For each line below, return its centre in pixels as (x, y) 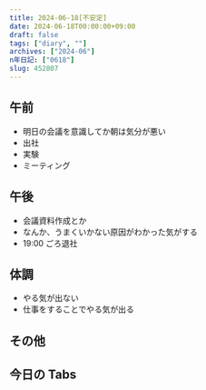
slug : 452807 (34, 69)
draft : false (34, 35)
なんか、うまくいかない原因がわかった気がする (110, 232)
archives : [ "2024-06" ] (52, 52)
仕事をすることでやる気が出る (78, 309)
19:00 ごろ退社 (50, 243)
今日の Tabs (43, 375)
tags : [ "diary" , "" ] (49, 43)
